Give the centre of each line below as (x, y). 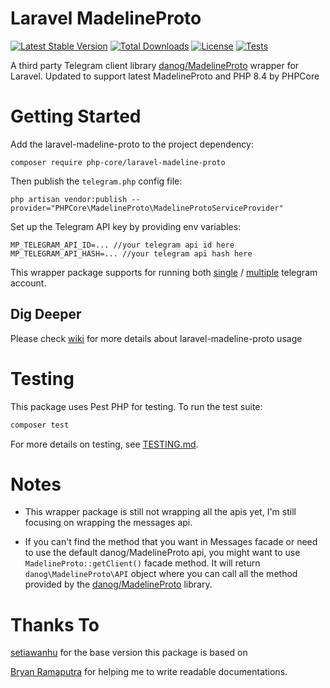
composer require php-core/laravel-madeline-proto (118, 162)
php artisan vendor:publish (69, 199)
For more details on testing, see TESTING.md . (104, 444)
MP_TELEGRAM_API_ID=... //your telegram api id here (122, 245)
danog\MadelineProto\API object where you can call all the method (161, 574)
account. (28, 283)
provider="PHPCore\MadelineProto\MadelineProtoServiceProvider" (147, 208)
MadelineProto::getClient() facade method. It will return (142, 563)
